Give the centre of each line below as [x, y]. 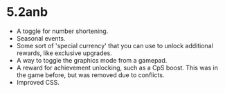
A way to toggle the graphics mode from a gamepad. [92, 60]
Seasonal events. [41, 38]
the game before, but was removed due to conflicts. [90, 75]
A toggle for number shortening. [62, 31]
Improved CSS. [38, 82]
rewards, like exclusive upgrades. [64, 53]
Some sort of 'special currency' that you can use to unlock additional [115, 45]
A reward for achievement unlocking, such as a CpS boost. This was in [117, 68]
